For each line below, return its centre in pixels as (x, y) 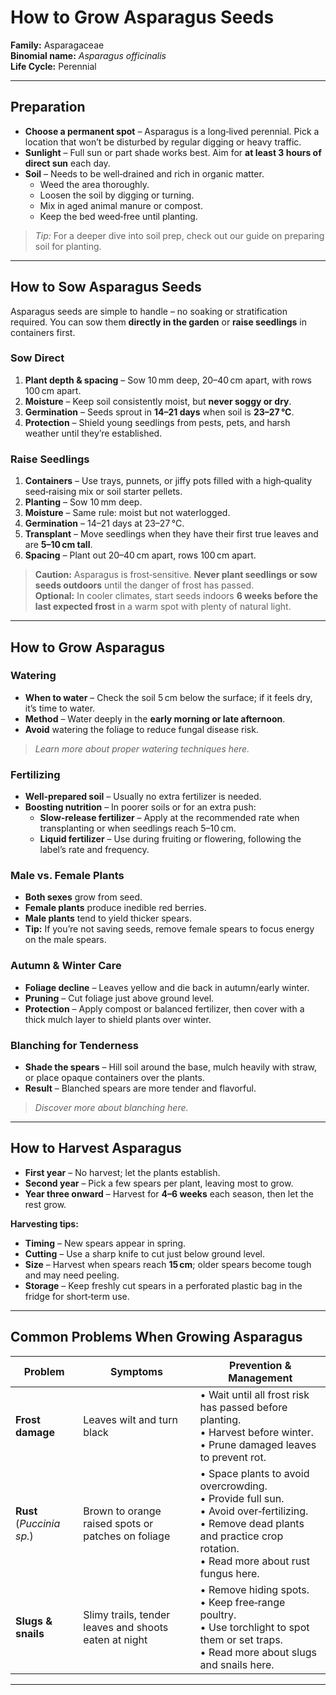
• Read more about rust (255, 1561)
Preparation (48, 107)
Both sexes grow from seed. (83, 897)
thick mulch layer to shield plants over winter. (118, 1019)
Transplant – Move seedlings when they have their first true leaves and (171, 534)
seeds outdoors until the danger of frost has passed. (144, 585)
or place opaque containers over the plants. (114, 1078)
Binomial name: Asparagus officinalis (88, 55)
